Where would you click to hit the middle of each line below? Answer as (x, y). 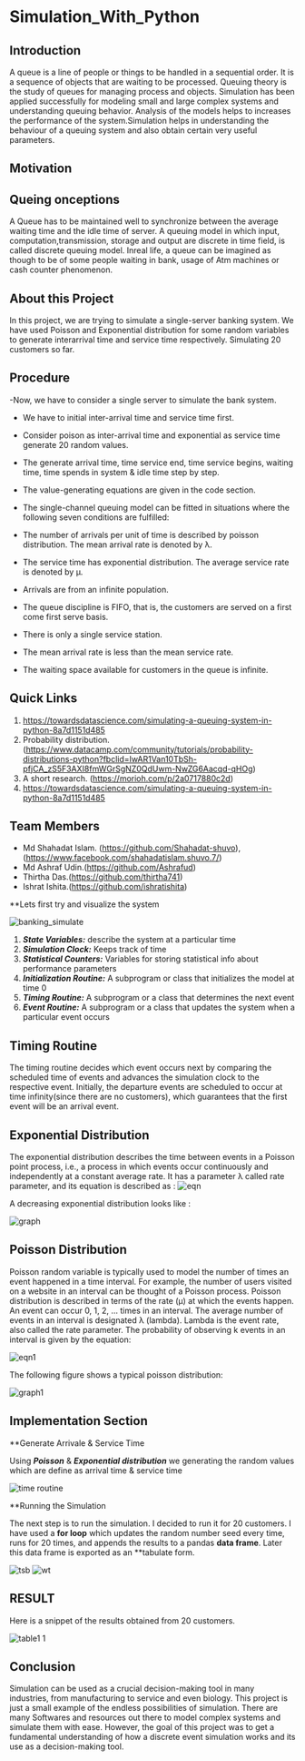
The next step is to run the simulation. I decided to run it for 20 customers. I (151, 1523)
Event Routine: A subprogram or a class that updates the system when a (158, 1007)
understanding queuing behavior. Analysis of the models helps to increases (150, 111)
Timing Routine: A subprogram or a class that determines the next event (158, 998)
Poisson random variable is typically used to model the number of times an (149, 1271)
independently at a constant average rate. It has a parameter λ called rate (147, 1176)
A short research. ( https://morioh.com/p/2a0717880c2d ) (128, 778)
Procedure (40, 378)
